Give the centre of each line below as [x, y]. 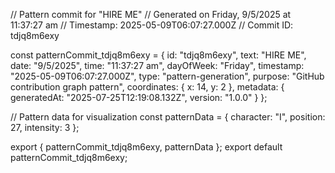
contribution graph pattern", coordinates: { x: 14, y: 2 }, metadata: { [147, 87]
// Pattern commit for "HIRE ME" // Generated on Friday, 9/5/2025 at [151, 14]
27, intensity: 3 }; [45, 127]
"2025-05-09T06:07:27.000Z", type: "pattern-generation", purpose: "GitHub [167, 76]
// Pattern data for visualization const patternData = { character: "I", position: [168, 117]
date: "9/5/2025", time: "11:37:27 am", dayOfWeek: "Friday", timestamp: [157, 65]
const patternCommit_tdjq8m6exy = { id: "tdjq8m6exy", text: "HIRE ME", [158, 55]
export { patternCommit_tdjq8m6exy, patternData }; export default [146, 147]
